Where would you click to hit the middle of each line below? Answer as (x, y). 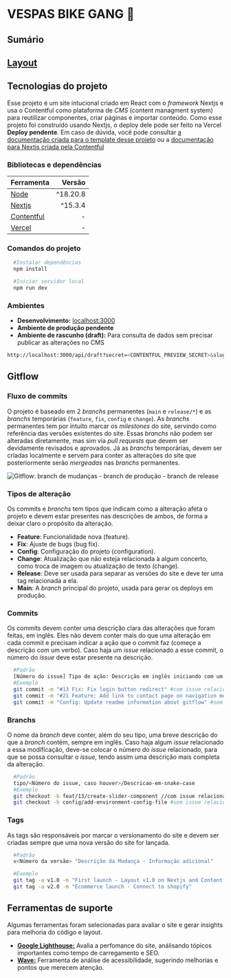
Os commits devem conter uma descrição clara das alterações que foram (111, 628)
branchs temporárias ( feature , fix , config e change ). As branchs (98, 418)
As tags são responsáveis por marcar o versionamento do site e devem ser (113, 835)
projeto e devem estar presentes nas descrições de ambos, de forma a (108, 516)
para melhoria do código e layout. (55, 932)
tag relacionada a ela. (47, 581)
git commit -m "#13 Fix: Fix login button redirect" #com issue (107, 689)
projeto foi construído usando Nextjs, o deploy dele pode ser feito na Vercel (114, 125)
